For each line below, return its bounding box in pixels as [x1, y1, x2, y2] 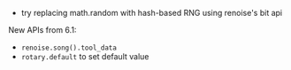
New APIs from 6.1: [8, 25, 77, 35]
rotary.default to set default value [20, 51, 149, 61]
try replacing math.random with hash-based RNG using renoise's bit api [20, 8, 283, 18]
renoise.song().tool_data [20, 43, 117, 52]
